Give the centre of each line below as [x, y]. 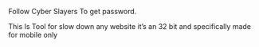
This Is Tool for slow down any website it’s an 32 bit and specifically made [130, 26]
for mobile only [33, 35]
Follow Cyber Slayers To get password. [73, 11]
